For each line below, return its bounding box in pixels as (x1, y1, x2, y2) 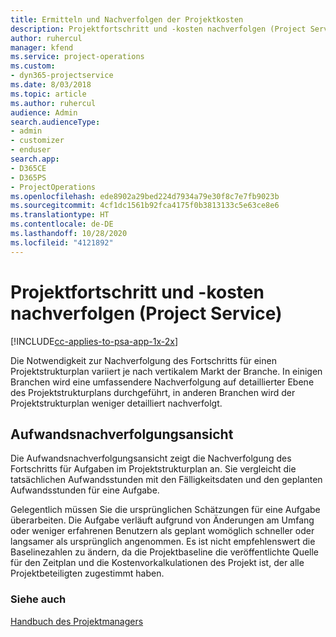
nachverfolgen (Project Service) (10, 302, 283, 325)
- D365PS (10, 172, 47, 183)
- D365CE (10, 163, 47, 173)
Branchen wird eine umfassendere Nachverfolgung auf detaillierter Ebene (10, 376, 315, 388)
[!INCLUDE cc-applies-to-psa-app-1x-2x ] (10, 335, 179, 347)
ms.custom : (10, 61, 56, 71)
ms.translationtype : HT (10, 210, 110, 220)
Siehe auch (10, 592, 67, 606)
